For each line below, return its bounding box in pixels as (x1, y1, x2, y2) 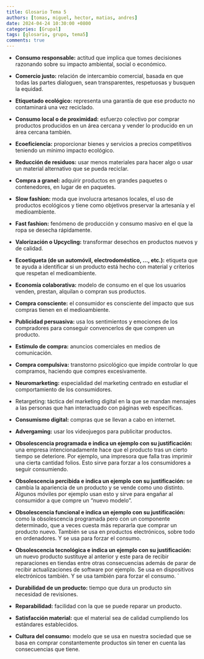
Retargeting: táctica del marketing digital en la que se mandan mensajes (15, 398, 196, 405)
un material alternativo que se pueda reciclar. (15, 165, 129, 172)
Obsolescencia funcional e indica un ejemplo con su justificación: (15, 509, 186, 516)
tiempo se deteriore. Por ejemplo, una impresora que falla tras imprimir (15, 453, 193, 459)
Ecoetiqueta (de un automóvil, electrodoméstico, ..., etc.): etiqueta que (15, 257, 198, 264)
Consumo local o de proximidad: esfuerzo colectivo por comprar (15, 115, 180, 123)
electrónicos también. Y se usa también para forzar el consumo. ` (15, 572, 180, 580)
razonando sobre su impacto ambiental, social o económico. (15, 60, 167, 68)
